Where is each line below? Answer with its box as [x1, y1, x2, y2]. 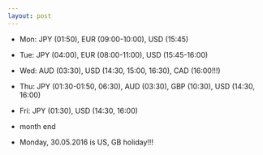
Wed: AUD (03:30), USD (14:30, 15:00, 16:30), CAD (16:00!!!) [19, 66, 221, 75]
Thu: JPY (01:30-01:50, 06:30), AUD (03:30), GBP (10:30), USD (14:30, [19, 81, 255, 91]
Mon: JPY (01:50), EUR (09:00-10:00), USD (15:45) [19, 34, 189, 44]
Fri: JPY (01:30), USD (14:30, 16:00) [19, 105, 139, 115]
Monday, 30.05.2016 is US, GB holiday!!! [19, 137, 154, 147]
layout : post [7, 11, 52, 20]
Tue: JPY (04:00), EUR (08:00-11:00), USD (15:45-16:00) [19, 50, 209, 59]
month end [19, 121, 56, 131]
